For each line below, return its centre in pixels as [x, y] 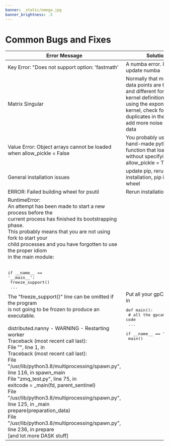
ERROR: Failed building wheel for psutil [54, 192]
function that [141, 150]
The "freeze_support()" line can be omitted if [61, 297]
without [135, 156]
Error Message [64, 56]
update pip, [139, 171]
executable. [21, 316]
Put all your [139, 294]
